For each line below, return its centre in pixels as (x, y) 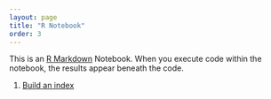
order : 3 (25, 34)
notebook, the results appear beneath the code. (96, 68)
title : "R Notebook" (48, 26)
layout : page (33, 17)
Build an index (48, 86)
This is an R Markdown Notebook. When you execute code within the (135, 59)
